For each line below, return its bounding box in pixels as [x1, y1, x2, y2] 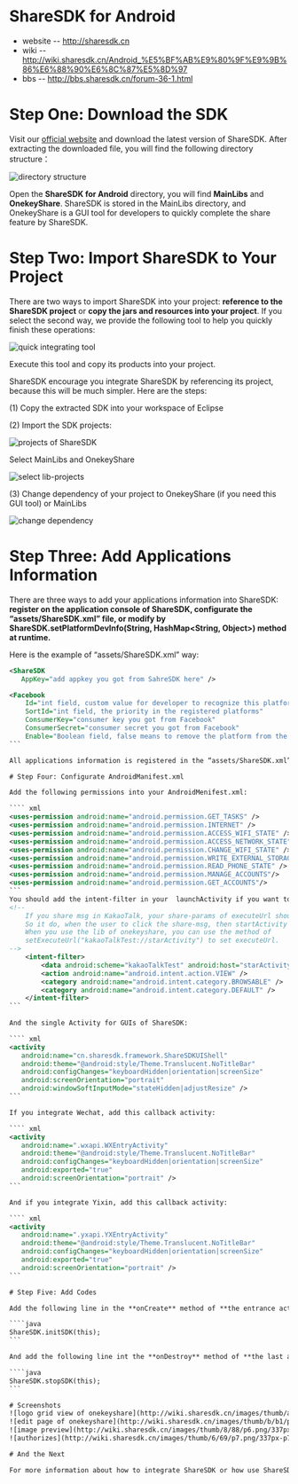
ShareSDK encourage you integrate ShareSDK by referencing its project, [9, 375, 274, 387]
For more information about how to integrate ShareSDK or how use [9, 1465, 260, 1474]
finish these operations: [9, 324, 96, 334]
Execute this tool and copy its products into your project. [9, 358, 216, 369]
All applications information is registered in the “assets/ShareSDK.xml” [9, 756, 292, 765]
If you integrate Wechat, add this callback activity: [9, 1108, 216, 1117]
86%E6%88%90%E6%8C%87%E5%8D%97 [21, 64, 188, 75]
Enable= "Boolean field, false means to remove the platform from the [25, 732, 288, 741]
